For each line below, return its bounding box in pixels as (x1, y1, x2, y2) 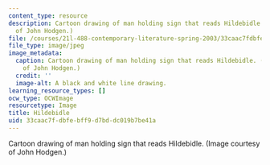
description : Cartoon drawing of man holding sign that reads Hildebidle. (8, 19, 264, 27)
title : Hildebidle (8, 109, 70, 118)
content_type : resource (8, 11, 88, 20)
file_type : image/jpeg (8, 42, 84, 50)
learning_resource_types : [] (8, 86, 106, 95)
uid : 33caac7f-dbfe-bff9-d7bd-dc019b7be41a (8, 117, 157, 125)
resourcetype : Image (8, 101, 78, 109)
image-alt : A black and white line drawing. (15, 79, 167, 87)
